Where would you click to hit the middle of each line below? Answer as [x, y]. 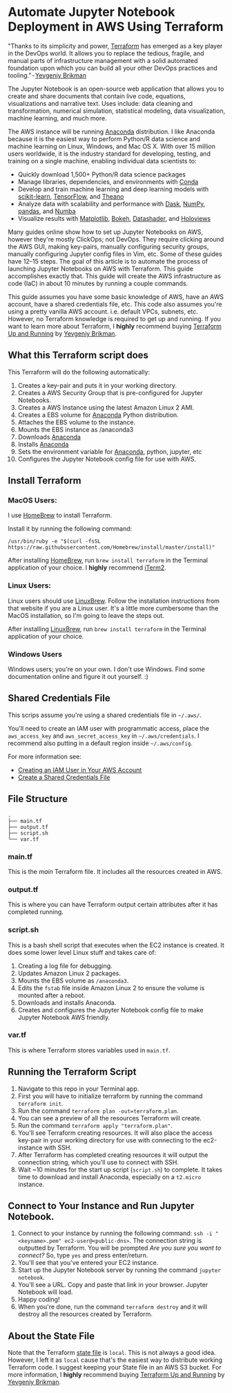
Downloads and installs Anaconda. [67, 1002]
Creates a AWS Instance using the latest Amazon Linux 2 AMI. [106, 407]
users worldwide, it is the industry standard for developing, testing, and [109, 154]
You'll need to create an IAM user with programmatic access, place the [109, 728]
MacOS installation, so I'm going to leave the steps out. [86, 615]
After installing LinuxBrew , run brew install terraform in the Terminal [107, 629]
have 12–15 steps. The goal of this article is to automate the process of [108, 261]
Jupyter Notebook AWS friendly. [64, 1017]
